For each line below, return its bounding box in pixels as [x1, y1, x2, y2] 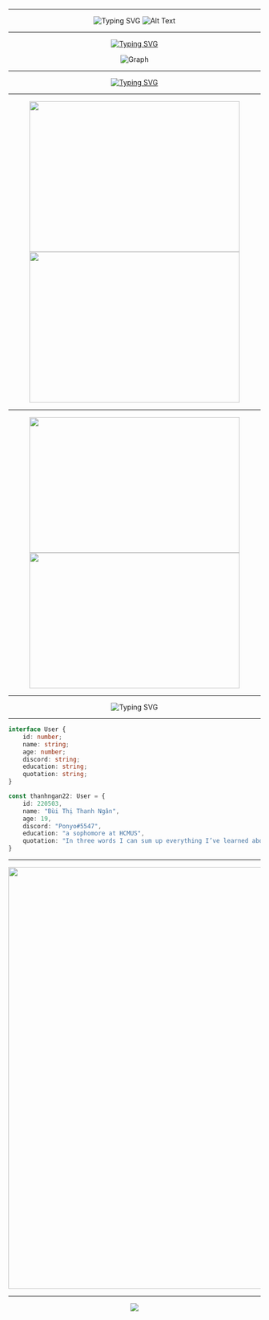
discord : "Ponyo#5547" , [22, 822, 102, 830]
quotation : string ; [22, 770, 88, 779]
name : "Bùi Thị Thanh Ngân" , [22, 807, 120, 815]
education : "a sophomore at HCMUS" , [22, 829, 146, 838]
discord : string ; [22, 755, 81, 763]
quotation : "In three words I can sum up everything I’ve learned [22, 837, 249, 845]
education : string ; [22, 762, 88, 771]
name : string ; [22, 740, 70, 748]
